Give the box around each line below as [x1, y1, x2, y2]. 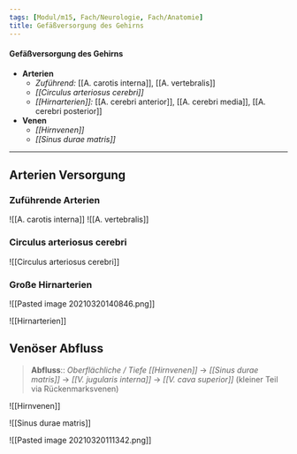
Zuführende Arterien [9, 194, 100, 207]
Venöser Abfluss [9, 341, 104, 356]
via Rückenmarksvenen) [30, 383, 119, 394]
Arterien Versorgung [9, 168, 126, 183]
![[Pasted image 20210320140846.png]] [9, 298, 156, 309]
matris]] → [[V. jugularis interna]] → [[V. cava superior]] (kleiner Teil [30, 374, 278, 384]
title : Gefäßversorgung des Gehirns [9, 21, 144, 30]
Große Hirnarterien [9, 278, 93, 291]
